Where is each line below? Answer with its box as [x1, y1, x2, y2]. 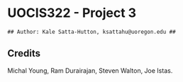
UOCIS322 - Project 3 [7, 5, 137, 21]
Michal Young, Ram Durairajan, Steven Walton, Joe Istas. [7, 66, 173, 75]
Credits [7, 47, 41, 59]
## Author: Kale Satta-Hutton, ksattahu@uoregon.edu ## [7, 28, 176, 35]
